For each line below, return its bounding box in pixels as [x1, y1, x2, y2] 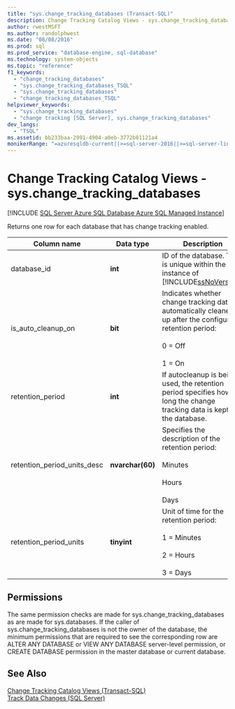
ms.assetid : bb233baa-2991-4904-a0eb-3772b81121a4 [7, 134, 158, 141]
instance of [162, 268, 199, 278]
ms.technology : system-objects [7, 56, 99, 63]
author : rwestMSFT [7, 23, 61, 30]
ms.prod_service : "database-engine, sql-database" [7, 50, 158, 57]
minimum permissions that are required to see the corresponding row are [7, 632, 218, 641]
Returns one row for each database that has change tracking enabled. [7, 222, 209, 231]
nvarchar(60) [110, 460, 156, 470]
